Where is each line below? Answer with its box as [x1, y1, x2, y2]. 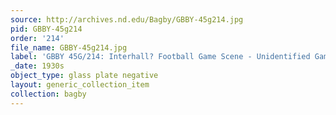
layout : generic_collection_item [10, 80, 150, 90]
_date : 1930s [10, 61, 65, 71]
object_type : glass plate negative [10, 71, 159, 81]
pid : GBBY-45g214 [10, 24, 83, 34]
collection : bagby [10, 89, 87, 99]
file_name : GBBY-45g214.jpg [10, 42, 128, 53]
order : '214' [10, 33, 65, 43]
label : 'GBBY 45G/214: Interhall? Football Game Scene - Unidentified [10, 52, 311, 62]
